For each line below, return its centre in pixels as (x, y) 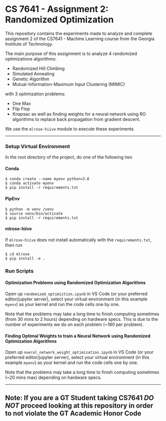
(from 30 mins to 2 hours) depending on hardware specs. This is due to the (82, 319)
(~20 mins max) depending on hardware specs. (54, 377)
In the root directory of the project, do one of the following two (69, 157)
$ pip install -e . (25, 258)
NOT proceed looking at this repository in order (79, 405)
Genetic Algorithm (31, 79)
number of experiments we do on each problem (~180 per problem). (75, 324)
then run (14, 245)
